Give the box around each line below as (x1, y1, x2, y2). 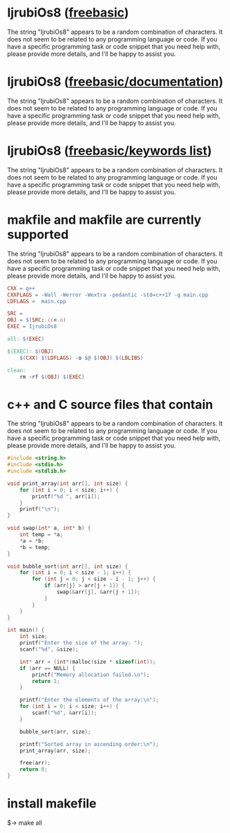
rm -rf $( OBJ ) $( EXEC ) (19, 373, 85, 381)
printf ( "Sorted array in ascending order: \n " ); (19, 740, 159, 747)
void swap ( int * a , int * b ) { (7, 525, 91, 532)
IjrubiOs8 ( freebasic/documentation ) (7, 74, 224, 90)
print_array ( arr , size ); (19, 747, 91, 754)
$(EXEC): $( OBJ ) (7, 347, 54, 355)
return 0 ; (19, 766, 48, 773)
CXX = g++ (7, 285, 36, 291)
